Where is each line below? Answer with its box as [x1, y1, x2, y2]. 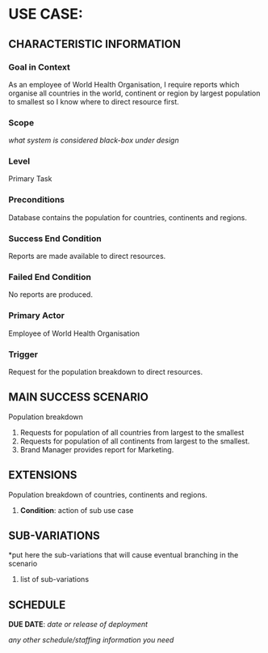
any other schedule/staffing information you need [8, 635, 174, 645]
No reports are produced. [8, 290, 93, 299]
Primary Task [8, 174, 52, 184]
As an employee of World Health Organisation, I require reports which [8, 79, 240, 89]
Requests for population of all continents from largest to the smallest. [19, 436, 250, 446]
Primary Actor [8, 310, 65, 321]
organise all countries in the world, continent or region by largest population [8, 88, 261, 98]
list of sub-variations [19, 575, 90, 584]
